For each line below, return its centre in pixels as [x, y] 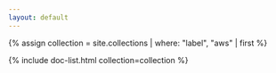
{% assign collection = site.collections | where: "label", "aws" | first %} [138, 43]
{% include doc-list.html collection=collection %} [98, 60]
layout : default [38, 17]
